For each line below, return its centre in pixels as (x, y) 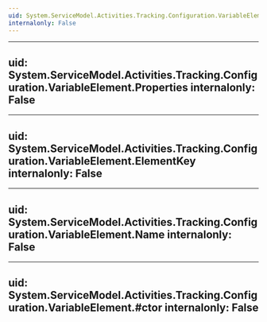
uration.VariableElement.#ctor (85, 308)
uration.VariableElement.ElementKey (102, 161)
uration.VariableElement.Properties (98, 87)
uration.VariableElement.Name (87, 234)
